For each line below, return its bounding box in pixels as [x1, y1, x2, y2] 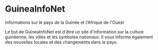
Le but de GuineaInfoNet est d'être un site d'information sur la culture [5, 29, 144, 34]
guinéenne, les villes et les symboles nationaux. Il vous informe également [5, 34, 154, 40]
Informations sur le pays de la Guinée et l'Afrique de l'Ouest [5, 19, 125, 25]
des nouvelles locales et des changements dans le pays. [5, 39, 118, 45]
